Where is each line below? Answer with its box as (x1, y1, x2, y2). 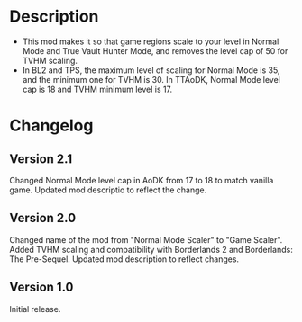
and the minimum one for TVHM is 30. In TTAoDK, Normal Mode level (22, 74, 281, 85)
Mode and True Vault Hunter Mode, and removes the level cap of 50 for (22, 45, 288, 56)
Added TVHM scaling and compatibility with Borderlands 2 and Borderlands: (9, 244, 293, 255)
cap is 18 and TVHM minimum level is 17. (22, 84, 173, 94)
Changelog (9, 115, 94, 136)
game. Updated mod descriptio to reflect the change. (9, 184, 207, 195)
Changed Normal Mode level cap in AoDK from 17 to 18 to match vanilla (9, 174, 274, 185)
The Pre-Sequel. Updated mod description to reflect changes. (9, 254, 240, 264)
